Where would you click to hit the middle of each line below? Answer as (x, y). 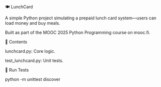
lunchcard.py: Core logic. (30, 51)
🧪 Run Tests (17, 70)
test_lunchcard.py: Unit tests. (34, 60)
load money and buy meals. (33, 23)
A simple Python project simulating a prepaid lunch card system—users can (81, 18)
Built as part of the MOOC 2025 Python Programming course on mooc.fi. (78, 32)
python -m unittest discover (33, 79)
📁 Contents (16, 42)
